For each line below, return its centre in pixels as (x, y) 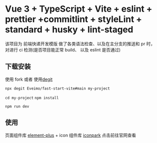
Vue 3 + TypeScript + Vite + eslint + (79, 9)
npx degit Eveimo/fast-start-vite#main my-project (58, 89)
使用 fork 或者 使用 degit (29, 79)
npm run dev (17, 106)
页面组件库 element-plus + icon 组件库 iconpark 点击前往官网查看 (71, 135)
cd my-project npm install (32, 98)
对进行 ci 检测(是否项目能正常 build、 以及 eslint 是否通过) (63, 50)
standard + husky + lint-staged (69, 30)
